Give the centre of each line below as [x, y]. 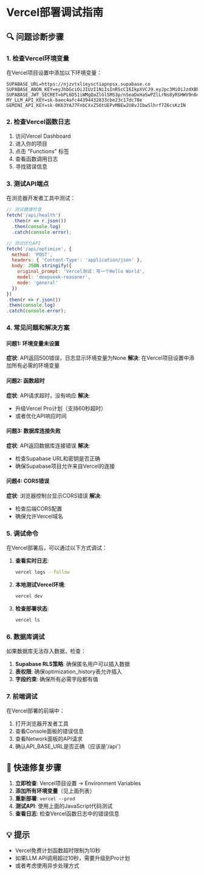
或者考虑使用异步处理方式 [47, 866]
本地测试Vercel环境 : [40, 585]
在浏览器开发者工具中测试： [41, 198]
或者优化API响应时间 [41, 416]
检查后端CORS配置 [39, 509]
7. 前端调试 [22, 696]
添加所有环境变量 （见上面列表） [55, 791]
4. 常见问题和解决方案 [38, 328]
